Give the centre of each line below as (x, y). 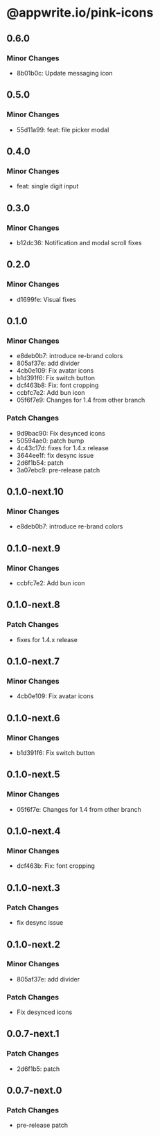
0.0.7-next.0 (34, 1091)
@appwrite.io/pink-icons (80, 13)
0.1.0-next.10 (35, 492)
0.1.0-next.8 (33, 605)
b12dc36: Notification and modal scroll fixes (79, 242)
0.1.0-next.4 (34, 832)
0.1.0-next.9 (33, 548)
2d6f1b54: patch (40, 463)
